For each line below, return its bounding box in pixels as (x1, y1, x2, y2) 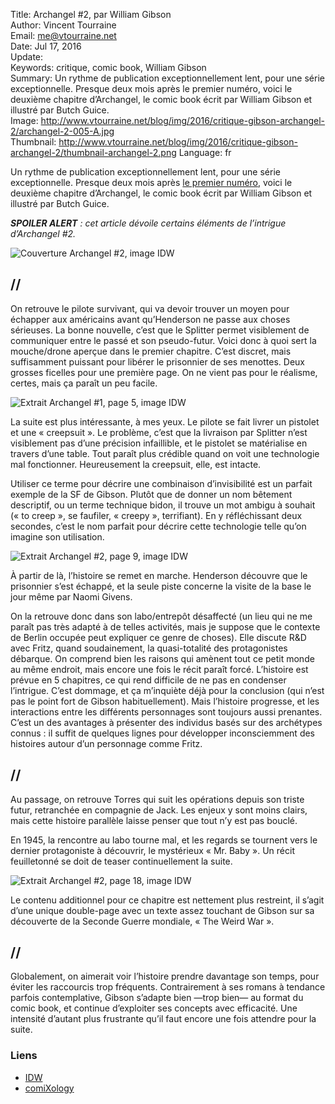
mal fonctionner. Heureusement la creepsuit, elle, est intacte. (10, 458, 262, 470)
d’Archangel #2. (10, 228, 77, 239)
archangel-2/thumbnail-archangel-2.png (10, 147, 177, 158)
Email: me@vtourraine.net (10, 30, 117, 41)
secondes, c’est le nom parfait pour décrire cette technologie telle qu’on (10, 520, 307, 532)
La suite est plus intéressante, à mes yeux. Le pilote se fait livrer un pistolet (10, 415, 320, 428)
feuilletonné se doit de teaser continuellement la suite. (10, 855, 233, 867)
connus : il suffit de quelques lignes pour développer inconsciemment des (10, 727, 316, 739)
